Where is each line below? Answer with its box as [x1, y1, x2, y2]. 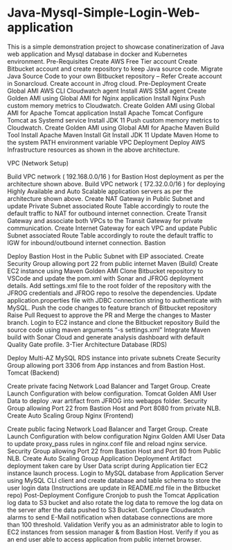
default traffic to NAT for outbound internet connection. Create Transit [7, 209, 207, 218]
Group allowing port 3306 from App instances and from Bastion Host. [7, 361, 206, 369]
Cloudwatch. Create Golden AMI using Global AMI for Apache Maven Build [7, 123, 220, 132]
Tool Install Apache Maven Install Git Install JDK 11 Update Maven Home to [7, 130, 220, 139]
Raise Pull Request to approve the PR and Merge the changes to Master [7, 310, 211, 319]
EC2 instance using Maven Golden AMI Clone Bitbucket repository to [7, 267, 204, 275]
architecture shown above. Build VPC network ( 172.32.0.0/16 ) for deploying [7, 179, 225, 188]
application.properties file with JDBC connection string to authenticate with [7, 296, 222, 304]
